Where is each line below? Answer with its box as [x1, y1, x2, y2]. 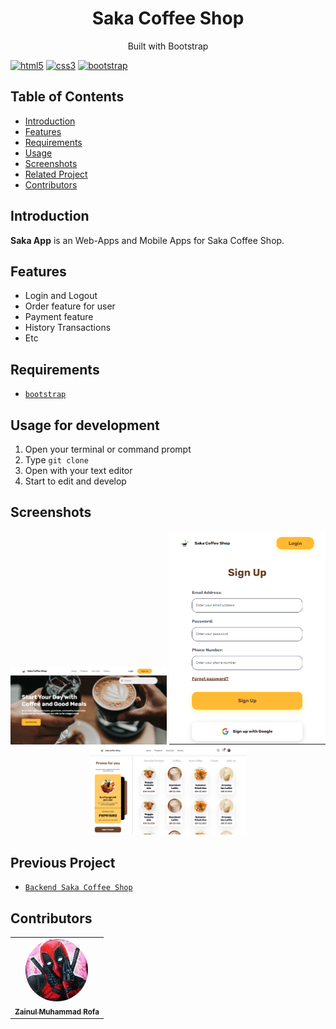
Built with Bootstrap [127, 40, 209, 52]
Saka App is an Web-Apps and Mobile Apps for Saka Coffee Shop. [10, 234, 285, 246]
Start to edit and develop [24, 475, 127, 487]
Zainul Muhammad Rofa [14, 1007, 100, 1017]
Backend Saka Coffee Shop [24, 883, 133, 893]
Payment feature [24, 311, 94, 323]
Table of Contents [10, 88, 125, 106]
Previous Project [10, 854, 116, 871]
